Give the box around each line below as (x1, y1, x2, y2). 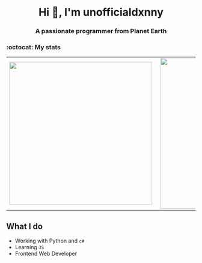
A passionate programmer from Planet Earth (35, 27, 167, 36)
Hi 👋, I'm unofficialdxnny (38, 5, 164, 19)
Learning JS (14, 244, 44, 251)
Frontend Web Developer (14, 250, 78, 258)
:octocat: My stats (6, 43, 61, 52)
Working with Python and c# (14, 237, 85, 244)
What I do (6, 221, 43, 231)
